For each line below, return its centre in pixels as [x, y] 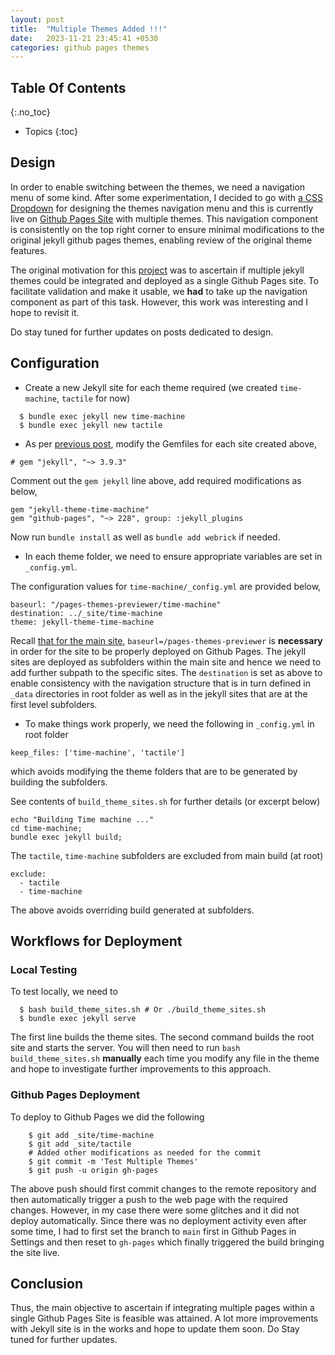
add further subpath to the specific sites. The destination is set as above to [166, 672]
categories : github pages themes [80, 47]
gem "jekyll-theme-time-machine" [80, 509]
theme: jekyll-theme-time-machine [82, 622]
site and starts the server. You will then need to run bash [125, 1048]
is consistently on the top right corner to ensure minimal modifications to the [167, 229]
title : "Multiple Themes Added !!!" [89, 29]
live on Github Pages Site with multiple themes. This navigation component [164, 218]
